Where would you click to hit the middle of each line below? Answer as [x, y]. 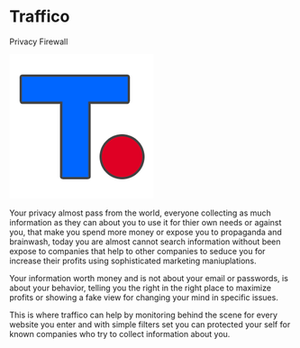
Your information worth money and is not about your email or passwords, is [149, 278]
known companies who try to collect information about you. [120, 334]
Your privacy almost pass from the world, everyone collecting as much [141, 213]
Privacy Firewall [39, 41]
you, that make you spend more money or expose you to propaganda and [145, 232]
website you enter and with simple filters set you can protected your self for [150, 324]
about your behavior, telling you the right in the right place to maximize [141, 288]
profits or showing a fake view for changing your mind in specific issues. [144, 297]
